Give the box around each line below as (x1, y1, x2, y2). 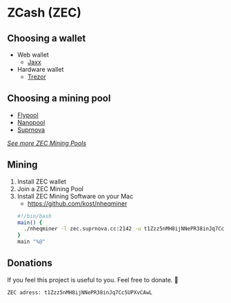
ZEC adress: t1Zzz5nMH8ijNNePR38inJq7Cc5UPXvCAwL (7, 289, 153, 296)
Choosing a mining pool (7, 92, 111, 104)
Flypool (17, 110, 39, 119)
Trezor (27, 72, 47, 81)
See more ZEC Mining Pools (7, 139, 87, 147)
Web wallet (17, 50, 50, 59)
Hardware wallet (17, 66, 64, 73)
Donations (7, 257, 53, 269)
